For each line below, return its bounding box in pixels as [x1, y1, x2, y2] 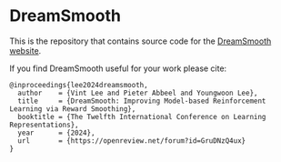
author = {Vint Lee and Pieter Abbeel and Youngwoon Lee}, [17, 88, 258, 97]
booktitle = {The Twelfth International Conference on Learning [17, 112, 266, 121]
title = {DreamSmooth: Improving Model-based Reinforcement [17, 96, 266, 106]
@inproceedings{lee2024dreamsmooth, [9, 80, 148, 89]
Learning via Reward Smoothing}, [9, 104, 136, 114]
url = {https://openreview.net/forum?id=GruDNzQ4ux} [17, 136, 246, 146]
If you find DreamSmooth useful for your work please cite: [9, 63, 227, 74]
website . [9, 45, 42, 56]
